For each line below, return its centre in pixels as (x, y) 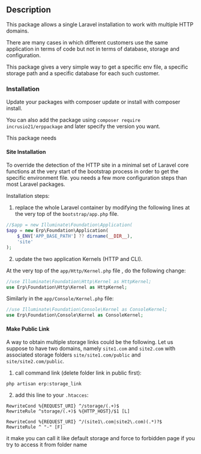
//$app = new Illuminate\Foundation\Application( (70, 225)
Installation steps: (28, 196)
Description (28, 10)
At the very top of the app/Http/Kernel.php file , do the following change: (96, 271)
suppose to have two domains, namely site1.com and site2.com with (91, 349)
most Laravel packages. (36, 184)
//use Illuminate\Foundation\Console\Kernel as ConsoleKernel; (87, 310)
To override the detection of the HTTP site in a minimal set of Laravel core (97, 165)
